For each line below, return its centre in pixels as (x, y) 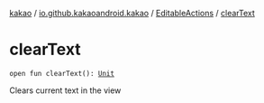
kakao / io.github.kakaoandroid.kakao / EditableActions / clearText (132, 13)
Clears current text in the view (65, 90)
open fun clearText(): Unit (62, 73)
